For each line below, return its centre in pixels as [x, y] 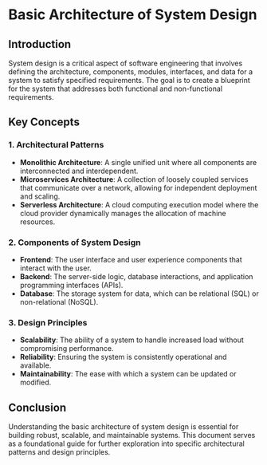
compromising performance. [67, 349]
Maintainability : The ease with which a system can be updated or [128, 374]
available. [35, 365]
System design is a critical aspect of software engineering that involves [126, 63]
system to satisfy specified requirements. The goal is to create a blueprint [130, 80]
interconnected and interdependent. [79, 171]
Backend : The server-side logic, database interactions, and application [136, 276]
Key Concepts [44, 122]
